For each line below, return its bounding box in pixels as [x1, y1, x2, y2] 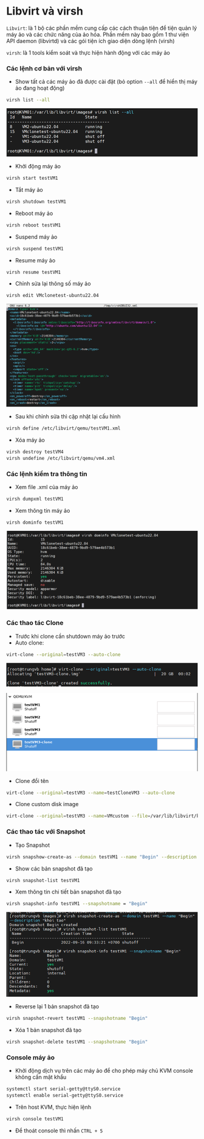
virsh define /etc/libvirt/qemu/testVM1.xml [6, 425, 121, 432]
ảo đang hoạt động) [15, 84, 65, 92]
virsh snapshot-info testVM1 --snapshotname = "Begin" [6, 901, 148, 907]
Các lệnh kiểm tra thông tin [6, 470, 88, 478]
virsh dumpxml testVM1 [6, 496, 64, 502]
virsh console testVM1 [6, 1116, 64, 1122]
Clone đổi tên [15, 777, 49, 784]
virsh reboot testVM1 [6, 222, 61, 228]
